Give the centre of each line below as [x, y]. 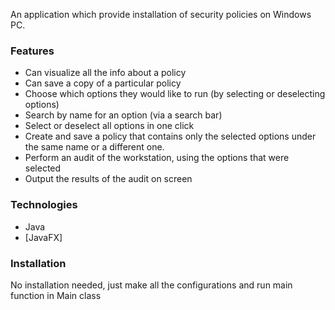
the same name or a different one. [94, 147]
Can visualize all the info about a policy [105, 73]
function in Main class [56, 295]
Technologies [44, 205]
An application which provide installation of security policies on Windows [161, 14]
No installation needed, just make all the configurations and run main [151, 285]
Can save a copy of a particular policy [103, 83]
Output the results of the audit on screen [108, 179]
